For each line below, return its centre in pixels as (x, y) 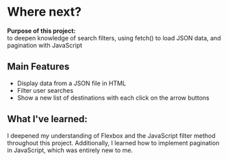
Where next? (45, 12)
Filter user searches (45, 90)
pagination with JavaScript (45, 45)
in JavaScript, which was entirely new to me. (70, 150)
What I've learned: (47, 119)
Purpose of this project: (41, 31)
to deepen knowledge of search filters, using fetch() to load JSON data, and (114, 38)
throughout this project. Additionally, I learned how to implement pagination (113, 143)
